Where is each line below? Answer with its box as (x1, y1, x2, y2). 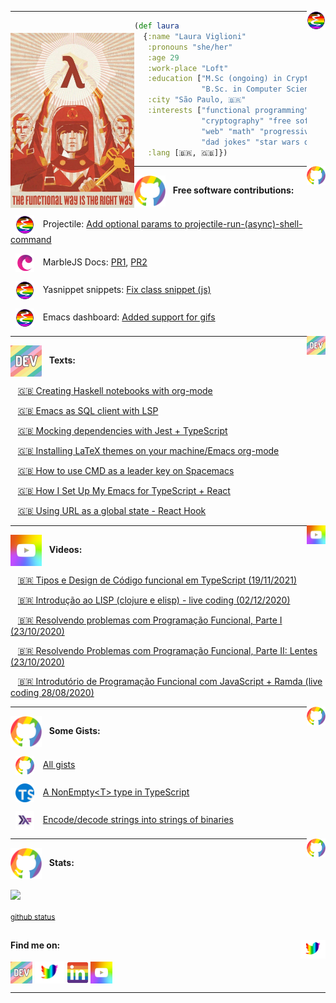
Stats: (48, 857, 75, 869)
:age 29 (147, 52, 180, 63)
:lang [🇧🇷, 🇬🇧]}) (147, 147, 228, 158)
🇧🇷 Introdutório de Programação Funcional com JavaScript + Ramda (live (17, 676, 323, 688)
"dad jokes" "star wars (201, 137, 300, 147)
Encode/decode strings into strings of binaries (42, 814, 234, 826)
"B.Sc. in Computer (201, 84, 283, 95)
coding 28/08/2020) (10, 687, 95, 699)
